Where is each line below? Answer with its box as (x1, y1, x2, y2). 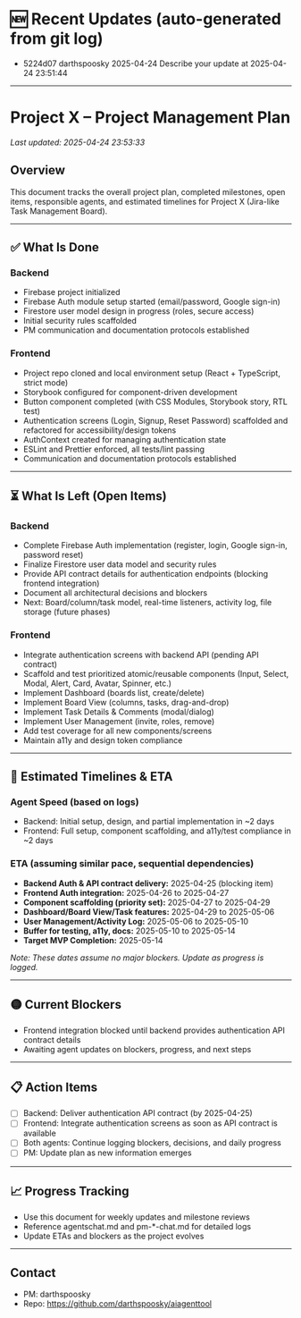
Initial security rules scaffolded (22, 316, 137, 326)
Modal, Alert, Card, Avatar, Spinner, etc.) (22, 678, 172, 689)
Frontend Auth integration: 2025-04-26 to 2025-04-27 (22, 887, 230, 898)
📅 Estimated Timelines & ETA (10, 769, 173, 784)
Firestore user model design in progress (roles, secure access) (22, 306, 255, 317)
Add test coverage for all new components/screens (22, 725, 213, 736)
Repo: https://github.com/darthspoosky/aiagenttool (22, 1298, 213, 1309)
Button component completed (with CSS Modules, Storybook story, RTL (22, 396, 288, 407)
